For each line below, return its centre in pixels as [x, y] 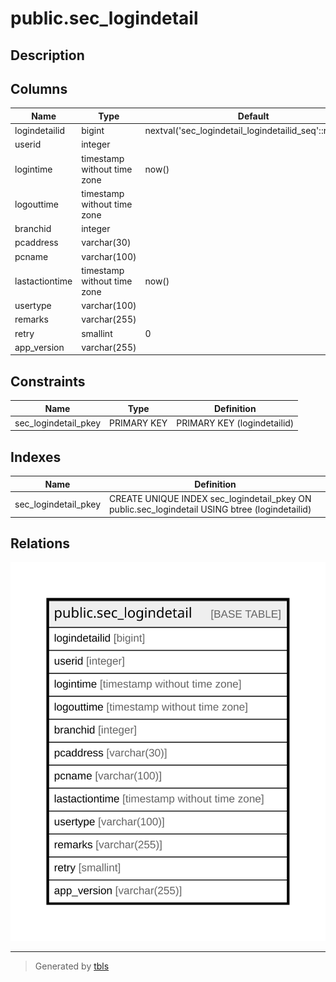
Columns [39, 88]
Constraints [48, 381]
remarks [31, 319]
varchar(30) [106, 243]
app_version [39, 347]
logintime [33, 169]
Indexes [36, 457]
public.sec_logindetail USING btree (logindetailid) [210, 509]
